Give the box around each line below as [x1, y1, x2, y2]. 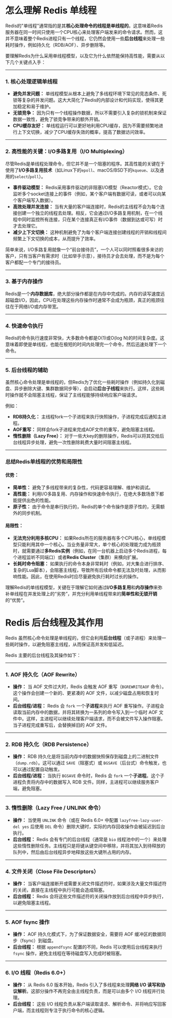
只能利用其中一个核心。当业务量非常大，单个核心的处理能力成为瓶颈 [17, 541, 161, 547]
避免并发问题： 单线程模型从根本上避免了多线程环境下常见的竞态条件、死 [12, 91, 167, 97]
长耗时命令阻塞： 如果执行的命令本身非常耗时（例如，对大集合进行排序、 [12, 560, 167, 567]
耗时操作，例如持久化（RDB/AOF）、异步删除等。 [5, 41, 109, 48]
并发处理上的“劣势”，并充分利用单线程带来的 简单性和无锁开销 [27, 590, 158, 597]
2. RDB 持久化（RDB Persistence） [5, 741, 92, 748]
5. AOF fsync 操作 [5, 918, 50, 925]
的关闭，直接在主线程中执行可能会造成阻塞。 [12, 887, 107, 893]
